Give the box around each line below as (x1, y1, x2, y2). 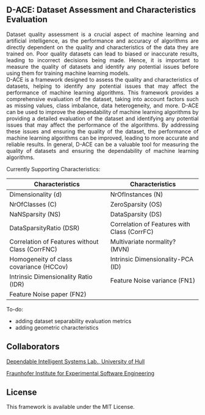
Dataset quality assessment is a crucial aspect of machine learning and (6, 30, 199, 38)
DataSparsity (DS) (110, 210, 162, 218)
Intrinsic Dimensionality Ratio (9, 272, 93, 281)
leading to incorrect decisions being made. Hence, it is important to (6, 56, 199, 63)
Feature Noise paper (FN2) (9, 289, 87, 298)
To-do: (6, 305, 23, 313)
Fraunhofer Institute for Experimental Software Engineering (6, 369, 154, 377)
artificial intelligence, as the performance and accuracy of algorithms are (6, 37, 199, 44)
